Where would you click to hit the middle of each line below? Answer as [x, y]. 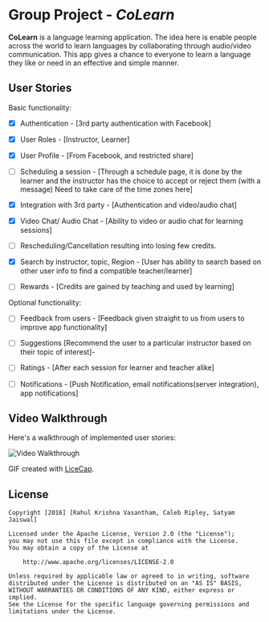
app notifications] [49, 393]
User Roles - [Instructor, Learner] [75, 139]
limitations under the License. [62, 612]
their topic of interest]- [57, 352]
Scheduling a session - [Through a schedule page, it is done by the [131, 172]
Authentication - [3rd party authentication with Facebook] [115, 123]
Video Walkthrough [58, 418]
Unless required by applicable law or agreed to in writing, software [129, 576]
